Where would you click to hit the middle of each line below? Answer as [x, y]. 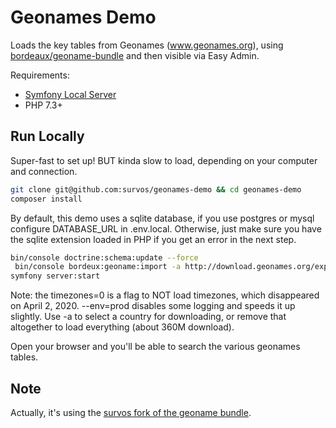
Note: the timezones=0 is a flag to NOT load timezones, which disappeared [165, 295]
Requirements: [40, 75]
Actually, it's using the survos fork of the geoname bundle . [131, 412]
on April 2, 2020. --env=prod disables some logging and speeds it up [153, 306]
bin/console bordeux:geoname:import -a [98, 267]
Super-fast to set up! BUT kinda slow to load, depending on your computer [164, 160]
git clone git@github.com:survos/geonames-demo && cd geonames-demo [156, 189]
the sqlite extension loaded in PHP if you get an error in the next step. [153, 239]
